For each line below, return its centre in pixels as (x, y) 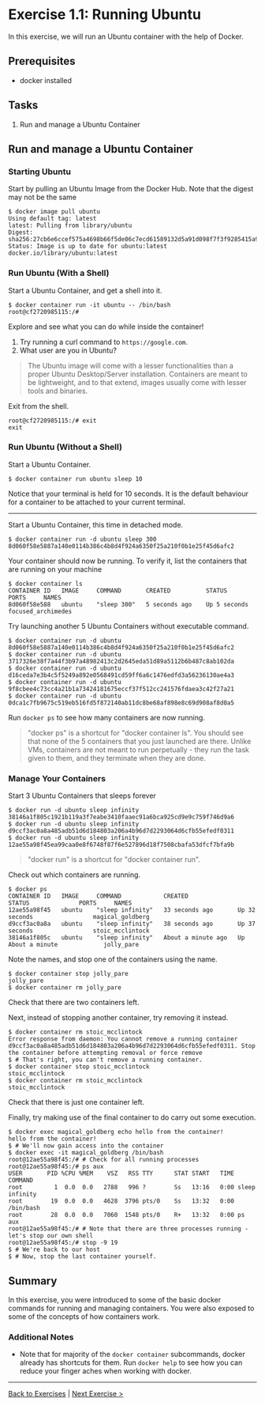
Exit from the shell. (39, 406)
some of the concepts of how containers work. (84, 1316)
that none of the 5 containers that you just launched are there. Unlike (139, 741)
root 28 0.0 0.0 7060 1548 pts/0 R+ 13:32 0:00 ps (127, 1215)
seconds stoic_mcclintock (79, 931)
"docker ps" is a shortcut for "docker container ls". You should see (136, 732)
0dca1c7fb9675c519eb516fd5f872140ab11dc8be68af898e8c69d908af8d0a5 (121, 703)
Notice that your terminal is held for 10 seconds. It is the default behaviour (128, 493)
